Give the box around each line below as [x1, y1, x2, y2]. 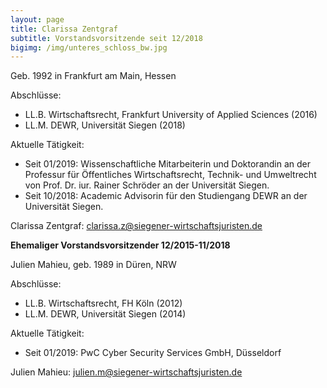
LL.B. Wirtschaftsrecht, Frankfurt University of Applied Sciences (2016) [24, 109, 318, 121]
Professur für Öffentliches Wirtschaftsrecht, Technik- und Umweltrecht [24, 169, 317, 181]
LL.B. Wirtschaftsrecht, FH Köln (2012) [24, 297, 183, 310]
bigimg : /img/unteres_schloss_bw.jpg [10, 42, 168, 53]
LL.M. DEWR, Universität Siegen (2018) [24, 119, 186, 131]
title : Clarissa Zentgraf [10, 24, 118, 34]
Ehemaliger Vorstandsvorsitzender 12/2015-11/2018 [10, 239, 231, 251]
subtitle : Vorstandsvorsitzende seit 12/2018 [10, 33, 203, 43]
